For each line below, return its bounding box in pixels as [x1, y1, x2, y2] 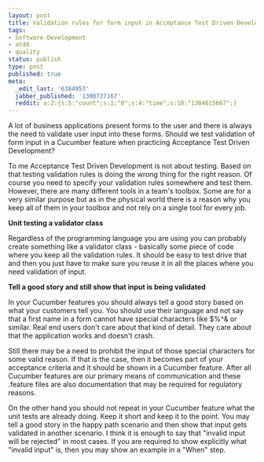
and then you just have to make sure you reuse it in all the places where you [8, 259, 254, 268]
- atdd [8, 41, 30, 49]
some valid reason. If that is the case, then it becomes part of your [8, 355, 224, 364]
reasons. [8, 388, 37, 397]
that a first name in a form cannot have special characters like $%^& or [8, 314, 237, 323]
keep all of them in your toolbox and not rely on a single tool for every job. [8, 203, 247, 213]
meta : [8, 77, 26, 85]
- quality [8, 48, 41, 56]
